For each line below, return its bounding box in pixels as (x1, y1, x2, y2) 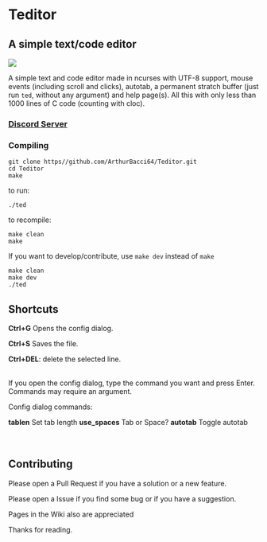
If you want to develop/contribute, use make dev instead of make (8, 252, 215, 261)
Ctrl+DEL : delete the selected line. (8, 354, 122, 364)
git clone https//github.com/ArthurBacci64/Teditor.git (8, 158, 197, 166)
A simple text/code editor (8, 37, 137, 51)
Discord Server (8, 118, 68, 129)
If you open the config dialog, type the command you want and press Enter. (8, 378, 256, 388)
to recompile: (8, 215, 52, 224)
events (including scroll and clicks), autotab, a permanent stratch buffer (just (8, 82, 259, 91)
